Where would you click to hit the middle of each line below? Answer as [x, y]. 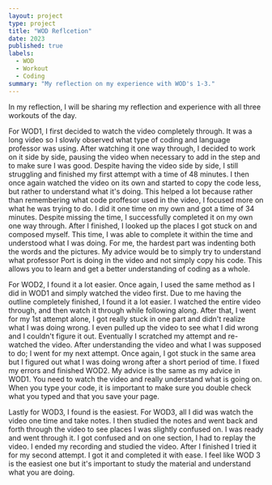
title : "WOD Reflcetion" [50, 31]
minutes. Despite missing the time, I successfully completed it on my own [131, 217]
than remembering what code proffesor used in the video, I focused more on [136, 200]
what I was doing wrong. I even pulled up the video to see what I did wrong [134, 327]
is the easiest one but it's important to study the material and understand [130, 463]
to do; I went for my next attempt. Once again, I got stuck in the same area [132, 353]
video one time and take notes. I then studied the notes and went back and [133, 420]
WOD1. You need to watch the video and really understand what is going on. [135, 379]
